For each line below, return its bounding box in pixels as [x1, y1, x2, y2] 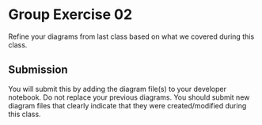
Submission [8, 63, 69, 77]
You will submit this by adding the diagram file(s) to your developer [8, 84, 227, 93]
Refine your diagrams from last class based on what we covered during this [8, 32, 255, 41]
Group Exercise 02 [8, 6, 133, 24]
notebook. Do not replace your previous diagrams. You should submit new [8, 93, 250, 102]
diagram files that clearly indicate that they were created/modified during [8, 100, 247, 110]
